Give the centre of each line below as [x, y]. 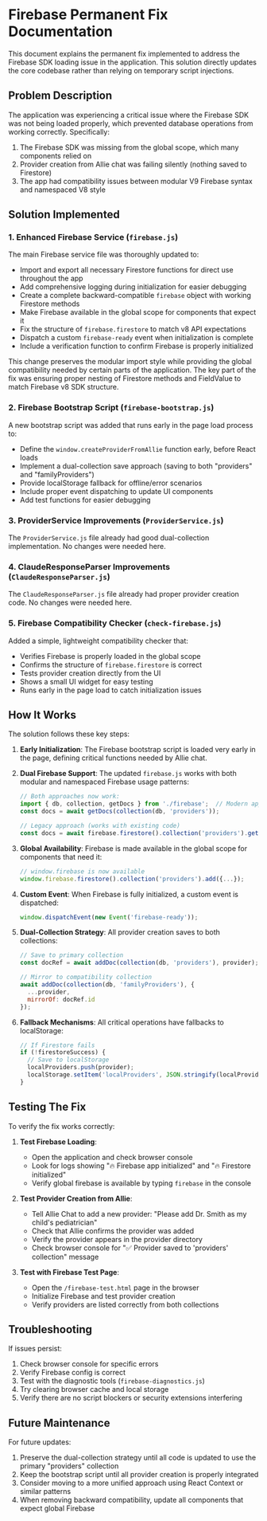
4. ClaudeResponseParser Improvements [89, 566]
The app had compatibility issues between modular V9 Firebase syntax [136, 181]
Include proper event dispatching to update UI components [116, 491]
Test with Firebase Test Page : [69, 1272]
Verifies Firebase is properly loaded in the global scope [110, 656]
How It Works [43, 715]
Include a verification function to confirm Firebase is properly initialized [136, 346]
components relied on [56, 155]
